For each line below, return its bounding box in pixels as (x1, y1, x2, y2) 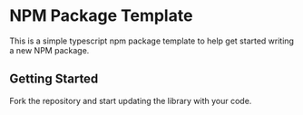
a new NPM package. (9, 44, 90, 55)
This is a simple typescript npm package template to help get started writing (9, 35, 295, 46)
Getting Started (9, 72, 99, 87)
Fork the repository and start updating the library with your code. (9, 95, 252, 106)
